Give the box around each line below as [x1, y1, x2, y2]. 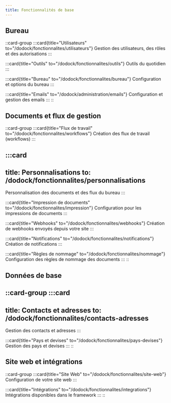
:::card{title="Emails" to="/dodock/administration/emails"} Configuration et [5, 91, 163, 98]
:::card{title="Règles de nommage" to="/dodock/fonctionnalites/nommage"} [5, 251, 166, 257]
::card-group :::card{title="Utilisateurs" [5, 40, 87, 46]
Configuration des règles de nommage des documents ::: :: [5, 256, 129, 263]
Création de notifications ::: [5, 241, 62, 247]
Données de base [5, 271, 62, 280]
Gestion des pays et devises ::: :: [5, 343, 74, 349]
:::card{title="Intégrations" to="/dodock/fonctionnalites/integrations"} [5, 386, 152, 392]
